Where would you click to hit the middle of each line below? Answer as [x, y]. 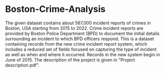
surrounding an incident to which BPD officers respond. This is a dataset [80, 39]
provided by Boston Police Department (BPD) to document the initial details [82, 33]
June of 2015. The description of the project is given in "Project [70, 60]
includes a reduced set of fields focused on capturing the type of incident [81, 49]
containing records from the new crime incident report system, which [76, 44]
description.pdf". [22, 65]
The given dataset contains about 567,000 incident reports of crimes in [78, 23]
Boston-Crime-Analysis [55, 9]
